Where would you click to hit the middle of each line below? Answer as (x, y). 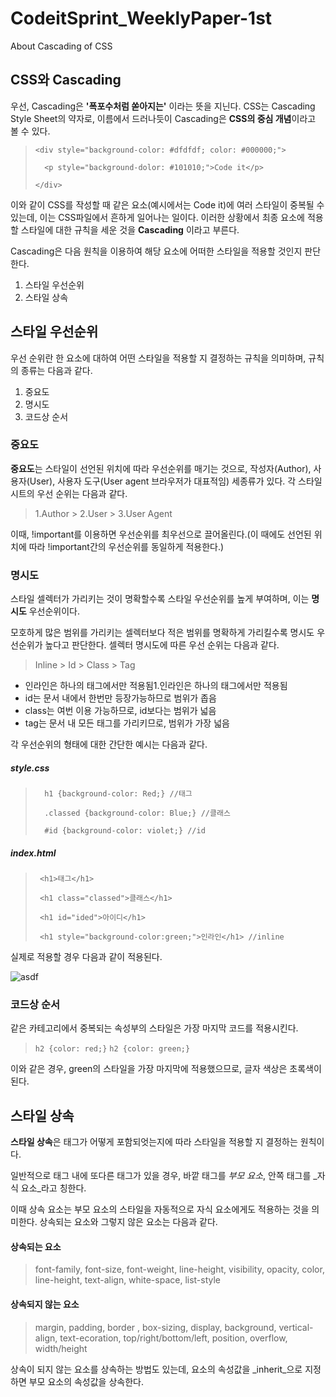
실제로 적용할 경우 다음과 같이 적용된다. (86, 957)
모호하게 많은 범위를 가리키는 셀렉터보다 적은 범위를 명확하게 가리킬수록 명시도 (162, 633)
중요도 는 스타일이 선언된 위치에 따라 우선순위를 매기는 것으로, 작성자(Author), (161, 468)
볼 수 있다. (30, 131)
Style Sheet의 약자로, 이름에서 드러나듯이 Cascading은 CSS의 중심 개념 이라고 (163, 118)
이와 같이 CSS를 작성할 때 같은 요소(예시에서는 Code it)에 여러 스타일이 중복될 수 (167, 204)
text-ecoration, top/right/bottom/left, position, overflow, (173, 1338)
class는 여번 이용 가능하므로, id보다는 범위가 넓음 (120, 711)
